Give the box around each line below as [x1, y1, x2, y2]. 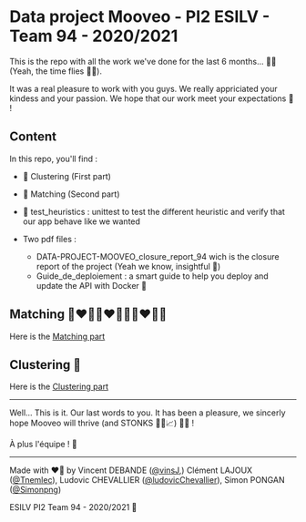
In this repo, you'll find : [9, 153, 98, 164]
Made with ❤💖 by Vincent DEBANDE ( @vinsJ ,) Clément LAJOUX [9, 465, 253, 476]
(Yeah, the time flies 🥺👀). [9, 66, 103, 77]
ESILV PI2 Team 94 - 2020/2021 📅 [9, 502, 138, 513]
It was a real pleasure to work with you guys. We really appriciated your [9, 83, 278, 94]
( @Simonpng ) [9, 485, 62, 496]
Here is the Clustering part [9, 381, 109, 393]
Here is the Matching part [9, 331, 106, 342]
